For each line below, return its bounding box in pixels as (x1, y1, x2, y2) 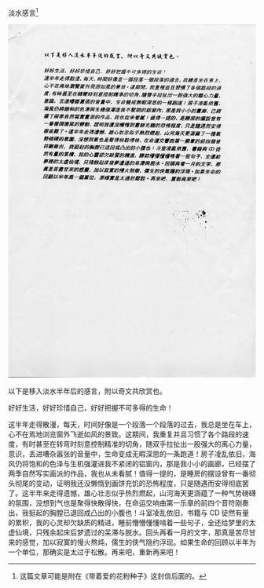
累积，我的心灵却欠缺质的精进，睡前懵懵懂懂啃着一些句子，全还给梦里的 (14, 518, 249, 528)
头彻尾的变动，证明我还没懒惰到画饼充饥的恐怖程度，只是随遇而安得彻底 (8, 479, 242, 488)
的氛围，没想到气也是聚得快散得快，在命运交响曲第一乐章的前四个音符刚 (8, 499, 242, 508)
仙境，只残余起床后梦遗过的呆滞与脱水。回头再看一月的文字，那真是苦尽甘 (14, 528, 256, 537)
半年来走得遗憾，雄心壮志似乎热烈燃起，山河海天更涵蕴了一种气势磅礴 (28, 488, 256, 498)
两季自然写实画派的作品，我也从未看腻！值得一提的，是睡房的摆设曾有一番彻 (8, 469, 256, 478)
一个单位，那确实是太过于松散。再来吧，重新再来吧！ (8, 547, 181, 557)
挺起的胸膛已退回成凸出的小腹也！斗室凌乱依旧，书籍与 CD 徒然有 (28, 508, 243, 517)
